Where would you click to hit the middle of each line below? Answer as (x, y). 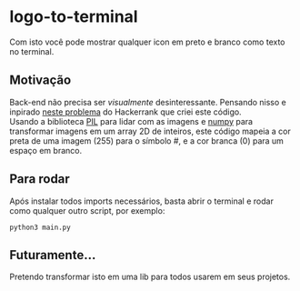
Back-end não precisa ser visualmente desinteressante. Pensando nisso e (148, 102)
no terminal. (32, 51)
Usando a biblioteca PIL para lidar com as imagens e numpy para (131, 121)
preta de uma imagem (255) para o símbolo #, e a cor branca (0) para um (147, 140)
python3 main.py (40, 227)
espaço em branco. (46, 150)
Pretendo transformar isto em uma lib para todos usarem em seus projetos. (150, 277)
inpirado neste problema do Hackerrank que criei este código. (126, 112)
